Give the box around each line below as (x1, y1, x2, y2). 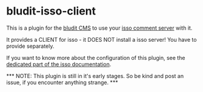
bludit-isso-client (6, 4, 96, 18)
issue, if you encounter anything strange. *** (6, 79, 118, 86)
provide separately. (6, 42, 55, 50)
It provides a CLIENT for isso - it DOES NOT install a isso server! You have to (6, 36, 197, 43)
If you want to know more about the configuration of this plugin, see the (6, 54, 185, 61)
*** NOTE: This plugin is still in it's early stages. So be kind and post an (6, 72, 184, 79)
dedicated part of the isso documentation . (6, 61, 111, 68)
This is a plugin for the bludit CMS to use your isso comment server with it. (6, 24, 193, 31)
